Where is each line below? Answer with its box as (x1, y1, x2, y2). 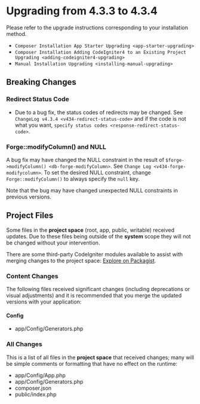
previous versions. (6, 193, 52, 200)
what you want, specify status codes (14, 121, 108, 128)
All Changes (6, 340, 43, 348)
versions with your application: (6, 298, 82, 305)
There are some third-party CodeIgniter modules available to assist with (6, 250, 183, 258)
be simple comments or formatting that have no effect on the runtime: (6, 360, 178, 367)
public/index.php (14, 390, 57, 398)
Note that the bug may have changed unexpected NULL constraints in (6, 186, 178, 194)
